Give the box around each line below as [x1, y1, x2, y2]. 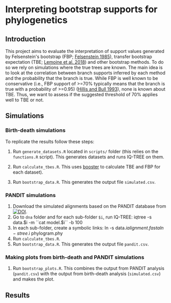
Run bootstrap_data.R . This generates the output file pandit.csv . [12, 241, 149, 247]
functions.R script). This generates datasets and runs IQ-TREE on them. [12, 154, 164, 160]
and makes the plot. [12, 276, 55, 282]
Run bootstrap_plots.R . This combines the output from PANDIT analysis [12, 265, 165, 271]
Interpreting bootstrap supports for [5, 4, 158, 15]
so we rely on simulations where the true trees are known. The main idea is [5, 65, 163, 70]
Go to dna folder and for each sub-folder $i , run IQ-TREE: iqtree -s [12, 214, 152, 220]
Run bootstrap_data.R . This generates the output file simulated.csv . [12, 179, 156, 185]
